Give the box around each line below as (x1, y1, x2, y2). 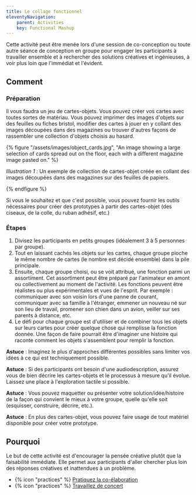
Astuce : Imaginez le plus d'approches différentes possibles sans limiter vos (6, 348, 190, 355)
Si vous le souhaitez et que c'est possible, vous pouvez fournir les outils (6, 196, 180, 204)
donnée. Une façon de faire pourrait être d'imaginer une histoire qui (14, 331, 178, 338)
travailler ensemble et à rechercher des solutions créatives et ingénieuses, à (6, 53, 190, 60)
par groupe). (14, 243, 45, 250)
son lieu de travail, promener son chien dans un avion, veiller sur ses (14, 306, 180, 313)
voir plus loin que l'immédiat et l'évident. (6, 60, 104, 67)
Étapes (6, 223, 26, 232)
